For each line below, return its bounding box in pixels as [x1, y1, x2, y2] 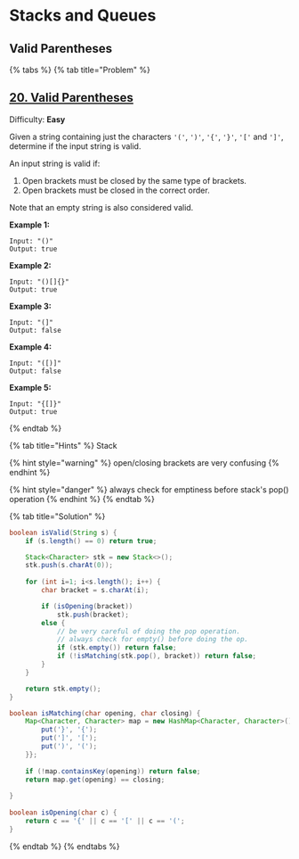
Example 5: [9, 382, 52, 392]
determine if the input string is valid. [9, 140, 141, 152]
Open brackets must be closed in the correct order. [21, 185, 211, 195]
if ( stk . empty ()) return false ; [56, 643, 177, 652]
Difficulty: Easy [9, 113, 66, 125]
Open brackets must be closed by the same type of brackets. [21, 175, 247, 186]
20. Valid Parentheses [9, 90, 133, 105]
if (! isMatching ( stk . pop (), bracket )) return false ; [56, 652, 256, 661]
